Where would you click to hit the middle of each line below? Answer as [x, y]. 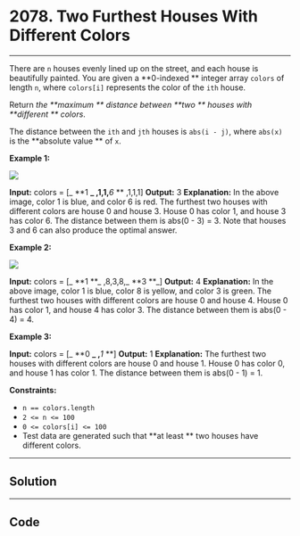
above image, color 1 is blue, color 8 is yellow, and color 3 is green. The [141, 291]
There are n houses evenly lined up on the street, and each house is [134, 68]
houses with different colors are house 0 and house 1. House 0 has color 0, [147, 363]
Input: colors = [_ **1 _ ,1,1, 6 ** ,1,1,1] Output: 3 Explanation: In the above [144, 192]
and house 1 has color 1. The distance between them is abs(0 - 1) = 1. [136, 373]
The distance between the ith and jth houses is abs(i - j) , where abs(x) [146, 131]
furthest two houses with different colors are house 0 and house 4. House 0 [149, 300]
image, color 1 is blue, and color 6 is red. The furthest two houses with [138, 202]
